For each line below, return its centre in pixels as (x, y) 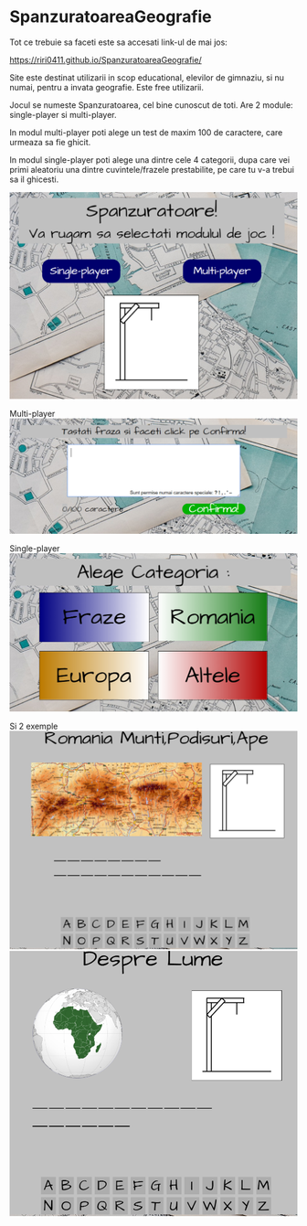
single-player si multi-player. (63, 114)
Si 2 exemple (34, 726)
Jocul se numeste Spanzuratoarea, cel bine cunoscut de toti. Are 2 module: (152, 105)
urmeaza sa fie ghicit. (50, 142)
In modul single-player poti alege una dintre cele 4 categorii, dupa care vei (150, 160)
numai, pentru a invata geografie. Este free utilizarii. (106, 87)
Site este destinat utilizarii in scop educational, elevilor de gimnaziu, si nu (147, 77)
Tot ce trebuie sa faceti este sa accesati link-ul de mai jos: (119, 42)
